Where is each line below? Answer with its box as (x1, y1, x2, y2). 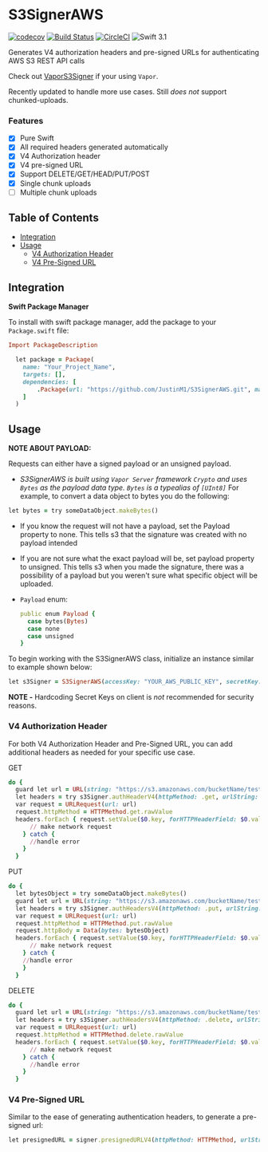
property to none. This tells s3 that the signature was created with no (19, 529, 247, 539)
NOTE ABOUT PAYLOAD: (8, 444, 92, 453)
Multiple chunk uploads (19, 187, 97, 197)
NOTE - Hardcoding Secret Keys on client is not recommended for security (8, 692, 254, 702)
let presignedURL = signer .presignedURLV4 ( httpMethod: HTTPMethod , (8, 1136, 238, 1144)
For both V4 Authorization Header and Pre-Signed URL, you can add (8, 739, 233, 748)
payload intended (19, 538, 78, 547)
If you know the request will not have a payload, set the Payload (19, 521, 231, 531)
